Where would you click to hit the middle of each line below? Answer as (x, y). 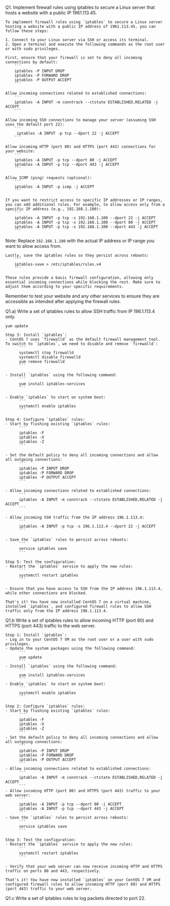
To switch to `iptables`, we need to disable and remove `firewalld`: (82, 344)
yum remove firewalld (42, 362)
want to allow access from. (34, 246)
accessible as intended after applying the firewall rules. (63, 301)
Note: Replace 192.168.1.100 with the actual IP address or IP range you (80, 241)
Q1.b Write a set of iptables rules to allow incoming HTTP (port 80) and (79, 620)
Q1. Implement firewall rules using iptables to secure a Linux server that (80, 7)
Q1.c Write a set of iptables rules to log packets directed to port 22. (76, 898)
